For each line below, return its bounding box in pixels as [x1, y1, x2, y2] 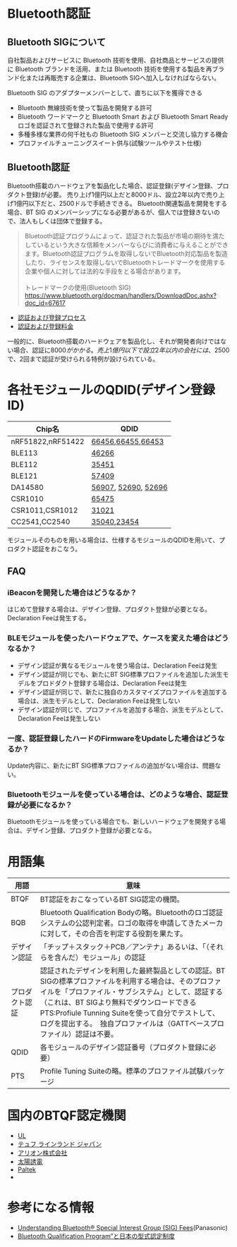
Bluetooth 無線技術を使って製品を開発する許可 [17, 104, 153, 112]
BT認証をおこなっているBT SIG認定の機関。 [39, 895, 185, 904]
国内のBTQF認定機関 [7, 1107, 126, 1124]
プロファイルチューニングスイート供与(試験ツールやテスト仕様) [17, 139, 202, 147]
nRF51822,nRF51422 [11, 436, 85, 446]
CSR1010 [11, 493, 44, 503]
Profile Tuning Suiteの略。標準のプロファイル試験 [39, 1067, 204, 1076]
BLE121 [11, 471, 38, 481]
